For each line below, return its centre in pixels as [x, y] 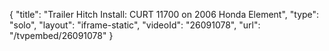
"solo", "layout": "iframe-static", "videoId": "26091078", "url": [135, 25]
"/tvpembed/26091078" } [61, 35]
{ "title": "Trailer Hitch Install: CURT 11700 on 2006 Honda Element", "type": [164, 14]
